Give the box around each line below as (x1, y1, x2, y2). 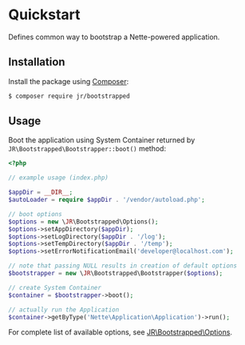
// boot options (8, 210, 62, 218)
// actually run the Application (8, 306, 120, 314)
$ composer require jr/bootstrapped (8, 92, 130, 100)
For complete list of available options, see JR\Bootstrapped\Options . (8, 327, 233, 337)
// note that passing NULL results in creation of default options (8, 262, 238, 270)
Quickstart (8, 6, 81, 24)
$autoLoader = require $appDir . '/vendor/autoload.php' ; (8, 196, 205, 204)
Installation (8, 55, 65, 69)
